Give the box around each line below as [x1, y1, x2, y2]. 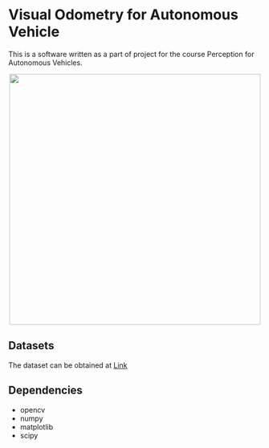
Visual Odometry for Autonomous [8, 6, 238, 24]
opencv [19, 405, 46, 414]
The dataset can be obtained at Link [8, 360, 128, 370]
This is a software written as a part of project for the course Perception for [8, 49, 255, 59]
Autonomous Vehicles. [8, 58, 83, 67]
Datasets [8, 339, 55, 352]
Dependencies [8, 384, 83, 397]
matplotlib [19, 422, 54, 431]
